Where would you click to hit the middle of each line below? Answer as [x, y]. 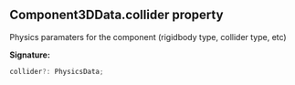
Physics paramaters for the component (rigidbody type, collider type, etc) [148, 37]
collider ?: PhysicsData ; [57, 71]
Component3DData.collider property [116, 15]
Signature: [30, 55]
